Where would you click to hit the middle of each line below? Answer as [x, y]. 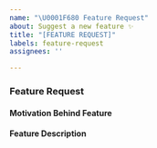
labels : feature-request [57, 43]
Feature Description [48, 133]
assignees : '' [37, 52]
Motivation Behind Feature [61, 113]
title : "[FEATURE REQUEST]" [63, 35]
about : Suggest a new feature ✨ [72, 26]
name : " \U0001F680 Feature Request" [79, 18]
